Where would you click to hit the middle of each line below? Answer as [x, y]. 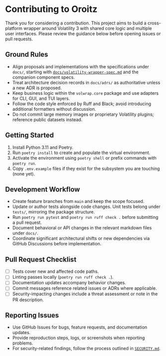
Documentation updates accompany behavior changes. [69, 283]
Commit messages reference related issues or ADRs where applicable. [84, 288]
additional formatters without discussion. [54, 109]
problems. [23, 343]
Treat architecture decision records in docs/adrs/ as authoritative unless [86, 82]
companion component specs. [43, 77]
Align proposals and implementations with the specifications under [81, 66]
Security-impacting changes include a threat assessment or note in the [85, 294]
